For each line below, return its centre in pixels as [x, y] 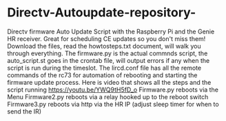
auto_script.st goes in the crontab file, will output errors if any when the [109, 60]
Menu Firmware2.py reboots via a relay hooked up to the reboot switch [108, 96]
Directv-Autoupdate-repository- [102, 13]
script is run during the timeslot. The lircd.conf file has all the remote [104, 68]
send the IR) [24, 111]
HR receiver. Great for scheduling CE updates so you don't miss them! [106, 38]
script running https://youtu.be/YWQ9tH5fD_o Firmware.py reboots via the [113, 90]
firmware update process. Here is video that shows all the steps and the [109, 82]
